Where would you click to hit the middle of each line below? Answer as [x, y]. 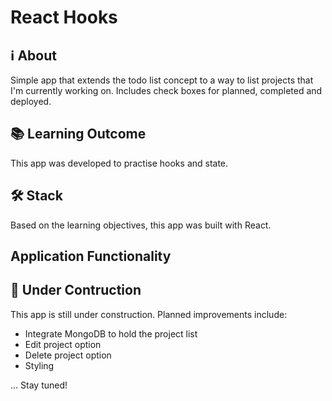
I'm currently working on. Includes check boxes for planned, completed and [166, 90]
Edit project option [63, 344]
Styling [39, 365]
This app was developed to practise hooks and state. [119, 163]
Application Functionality [91, 256]
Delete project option [68, 355]
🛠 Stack [36, 196]
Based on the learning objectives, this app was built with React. [141, 225]
